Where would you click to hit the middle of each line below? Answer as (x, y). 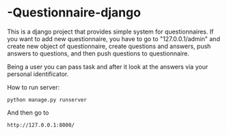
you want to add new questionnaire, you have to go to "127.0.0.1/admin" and (113, 38)
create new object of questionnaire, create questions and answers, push (109, 46)
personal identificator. (38, 74)
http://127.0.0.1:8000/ (41, 125)
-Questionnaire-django (74, 13)
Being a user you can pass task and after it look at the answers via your (108, 66)
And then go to (28, 112)
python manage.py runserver (47, 100)
